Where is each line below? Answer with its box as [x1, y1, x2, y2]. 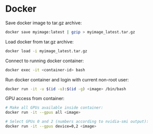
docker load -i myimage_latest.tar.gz [5, 49, 87, 54]
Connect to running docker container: [5, 58, 84, 64]
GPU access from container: [5, 96, 65, 102]
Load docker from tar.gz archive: [5, 38, 74, 44]
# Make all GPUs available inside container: [5, 105, 103, 110]
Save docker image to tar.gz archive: [5, 20, 82, 26]
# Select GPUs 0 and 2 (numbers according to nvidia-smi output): [5, 119, 149, 124]
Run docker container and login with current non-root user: [5, 76, 129, 82]
